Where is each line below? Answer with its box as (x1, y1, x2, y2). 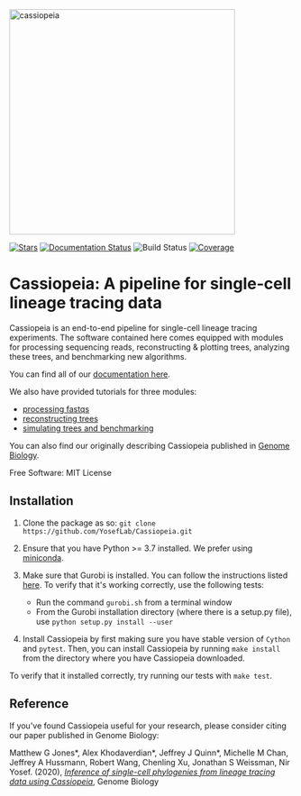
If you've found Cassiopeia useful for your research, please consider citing (9, 720, 287, 731)
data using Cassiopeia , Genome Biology (9, 775, 160, 787)
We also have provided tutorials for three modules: (9, 386, 197, 397)
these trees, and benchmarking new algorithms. (9, 351, 187, 361)
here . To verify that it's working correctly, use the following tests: (22, 579, 264, 590)
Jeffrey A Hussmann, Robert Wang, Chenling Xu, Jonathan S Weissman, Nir (9, 756, 290, 767)
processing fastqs (22, 403, 90, 414)
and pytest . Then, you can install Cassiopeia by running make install (22, 643, 281, 654)
